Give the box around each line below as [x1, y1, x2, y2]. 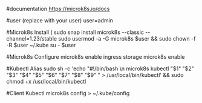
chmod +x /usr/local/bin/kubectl [6, 78, 86, 85]
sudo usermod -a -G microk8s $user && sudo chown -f [58, 35, 196, 42]
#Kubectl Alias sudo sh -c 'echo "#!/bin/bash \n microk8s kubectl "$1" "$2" [6, 65, 195, 72]
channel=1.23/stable [6, 35, 57, 42]
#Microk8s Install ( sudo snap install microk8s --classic [6, 28, 144, 36]
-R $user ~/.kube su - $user [6, 42, 76, 48]
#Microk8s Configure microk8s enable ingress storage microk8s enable [6, 53, 185, 60]
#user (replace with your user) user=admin [6, 17, 114, 24]
